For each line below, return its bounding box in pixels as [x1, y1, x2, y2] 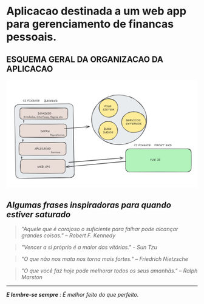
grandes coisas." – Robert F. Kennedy [21, 232, 116, 239]
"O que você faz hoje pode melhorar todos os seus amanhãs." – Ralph [21, 267, 198, 274]
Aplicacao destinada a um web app [6, 4, 187, 18]
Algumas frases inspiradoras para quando [6, 200, 172, 210]
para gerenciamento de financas [6, 17, 174, 31]
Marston [21, 274, 42, 281]
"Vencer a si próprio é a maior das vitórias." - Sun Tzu [21, 244, 158, 251]
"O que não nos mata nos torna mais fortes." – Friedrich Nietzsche [21, 255, 188, 263]
